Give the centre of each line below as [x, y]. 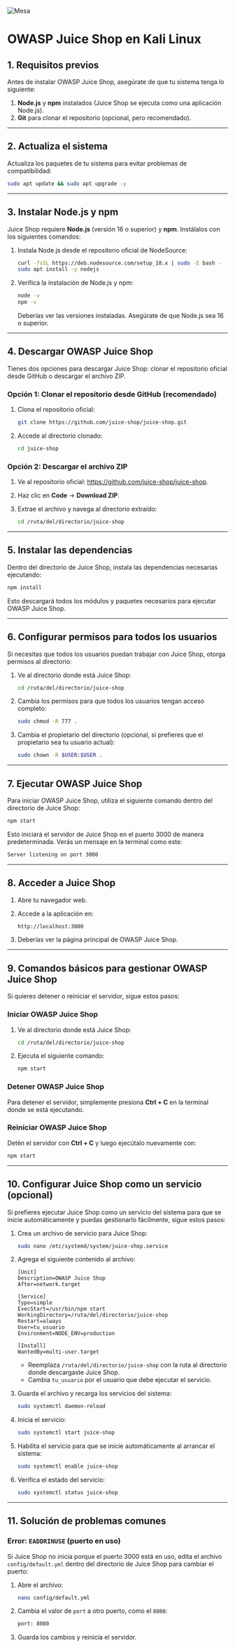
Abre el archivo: [40, 1585]
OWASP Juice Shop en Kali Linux [104, 39]
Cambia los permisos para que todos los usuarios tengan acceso [111, 701]
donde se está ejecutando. [46, 1109]
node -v [28, 296]
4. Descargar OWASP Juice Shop [80, 352]
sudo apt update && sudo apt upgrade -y [67, 183]
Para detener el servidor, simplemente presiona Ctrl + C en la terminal [108, 1102]
